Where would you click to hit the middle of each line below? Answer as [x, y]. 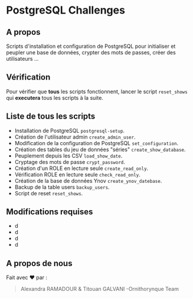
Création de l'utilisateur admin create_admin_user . [75, 137]
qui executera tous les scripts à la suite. [55, 97]
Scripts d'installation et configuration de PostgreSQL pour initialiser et [91, 46]
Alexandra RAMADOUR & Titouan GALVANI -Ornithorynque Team [99, 289]
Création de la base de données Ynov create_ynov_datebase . [88, 181]
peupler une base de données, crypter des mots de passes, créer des [91, 53]
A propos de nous [39, 263]
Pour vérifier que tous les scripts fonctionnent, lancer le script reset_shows [97, 91]
